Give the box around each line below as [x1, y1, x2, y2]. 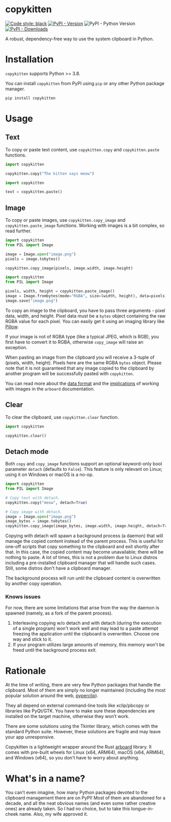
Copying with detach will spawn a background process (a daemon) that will [5, 533, 163, 539]
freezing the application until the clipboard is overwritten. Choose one [12, 631, 159, 637]
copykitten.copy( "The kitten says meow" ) [5, 171, 95, 176]
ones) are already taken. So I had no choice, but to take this [5, 806, 130, 812]
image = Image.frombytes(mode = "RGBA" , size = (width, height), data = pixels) [5, 294, 167, 299]
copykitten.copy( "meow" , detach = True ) [5, 500, 88, 505]
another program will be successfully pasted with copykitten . [5, 370, 134, 377]
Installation [5, 54, 54, 65]
